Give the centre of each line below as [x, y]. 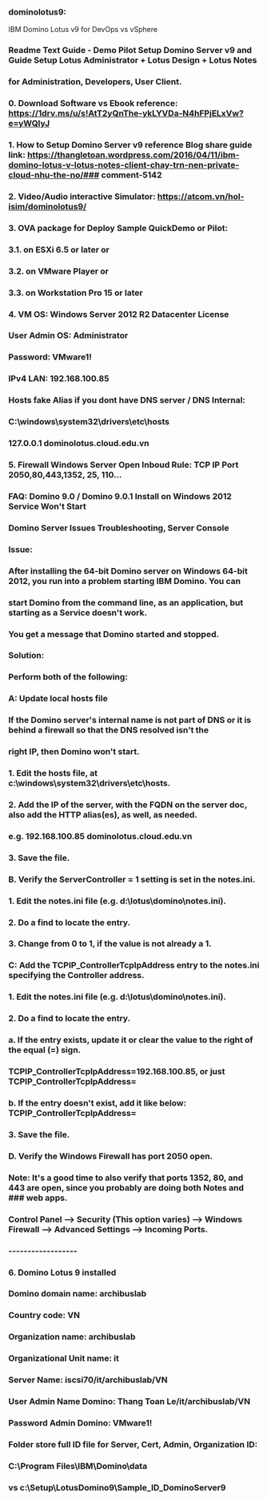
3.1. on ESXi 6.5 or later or [59, 249]
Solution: [26, 655]
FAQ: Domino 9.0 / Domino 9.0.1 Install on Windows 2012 [120, 496]
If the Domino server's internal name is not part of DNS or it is [130, 720]
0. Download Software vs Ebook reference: [93, 103]
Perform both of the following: [68, 677]
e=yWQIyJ [29, 124]
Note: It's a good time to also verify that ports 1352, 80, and [126, 1178]
